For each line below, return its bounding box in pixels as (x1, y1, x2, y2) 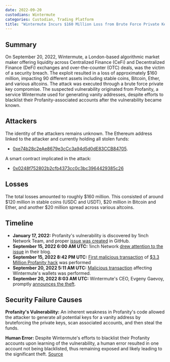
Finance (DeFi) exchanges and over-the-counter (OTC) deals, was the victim (5, 64, 165, 71)
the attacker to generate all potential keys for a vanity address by (5, 314, 141, 320)
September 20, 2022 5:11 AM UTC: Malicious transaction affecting (12, 265, 152, 271)
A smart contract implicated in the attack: (5, 155, 92, 161)
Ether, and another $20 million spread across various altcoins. (5, 204, 135, 210)
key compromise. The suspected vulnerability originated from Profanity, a (5, 86, 158, 92)
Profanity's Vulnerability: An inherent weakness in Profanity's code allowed (5, 309, 165, 315)
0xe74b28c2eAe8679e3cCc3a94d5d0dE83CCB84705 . (12, 146, 128, 152)
